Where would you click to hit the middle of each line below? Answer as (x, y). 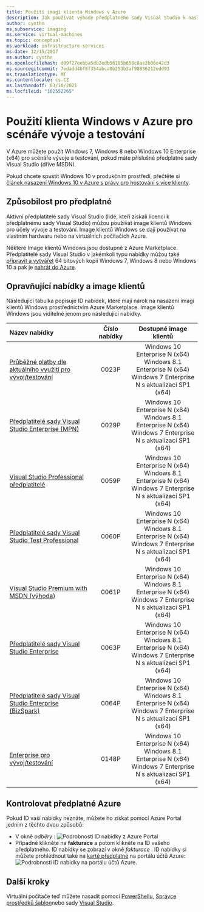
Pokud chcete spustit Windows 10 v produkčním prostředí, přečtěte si (93, 176)
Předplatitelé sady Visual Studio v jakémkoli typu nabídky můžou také (93, 254)
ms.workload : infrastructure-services (55, 46)
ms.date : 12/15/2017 (32, 52)
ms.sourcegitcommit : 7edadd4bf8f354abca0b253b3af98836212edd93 (88, 69)
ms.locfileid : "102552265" (40, 91)
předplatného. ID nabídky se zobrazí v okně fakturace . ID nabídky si (101, 850)
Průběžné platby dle (38, 362)
